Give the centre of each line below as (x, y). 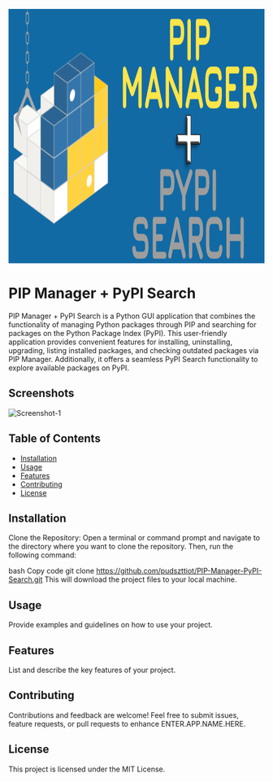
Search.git (26, 579)
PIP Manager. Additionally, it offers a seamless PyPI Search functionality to (133, 359)
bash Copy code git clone (52, 571)
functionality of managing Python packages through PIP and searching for (132, 324)
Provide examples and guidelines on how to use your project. (110, 625)
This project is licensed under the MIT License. (87, 769)
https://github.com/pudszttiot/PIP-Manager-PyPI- (179, 571)
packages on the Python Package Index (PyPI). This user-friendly (118, 333)
